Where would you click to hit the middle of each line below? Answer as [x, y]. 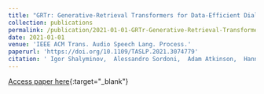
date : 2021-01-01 [37, 37]
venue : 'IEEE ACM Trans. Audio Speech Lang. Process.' [100, 45]
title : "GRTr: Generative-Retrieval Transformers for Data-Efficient [125, 15]
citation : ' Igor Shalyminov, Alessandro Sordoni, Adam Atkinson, [123, 60]
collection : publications [50, 23]
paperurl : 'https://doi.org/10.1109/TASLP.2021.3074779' [103, 52]
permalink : [26, 30]
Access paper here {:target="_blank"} [68, 81]
